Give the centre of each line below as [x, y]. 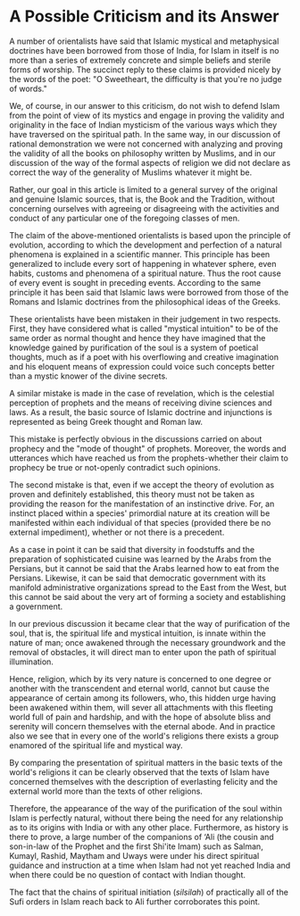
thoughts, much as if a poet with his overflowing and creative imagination [144, 357]
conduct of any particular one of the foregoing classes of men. [125, 218]
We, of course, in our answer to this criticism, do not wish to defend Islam [145, 105]
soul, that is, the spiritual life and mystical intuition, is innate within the [137, 633]
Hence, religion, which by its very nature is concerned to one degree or [141, 679]
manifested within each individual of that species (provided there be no [140, 522]
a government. [36, 606]
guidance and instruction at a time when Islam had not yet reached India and [150, 865]
